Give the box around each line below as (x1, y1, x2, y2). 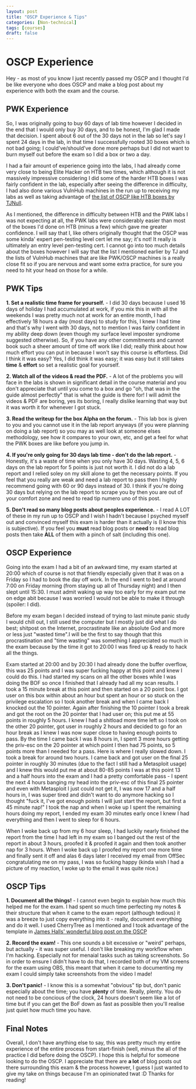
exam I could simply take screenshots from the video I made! (6, 970, 153, 977)
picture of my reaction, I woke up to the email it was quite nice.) (6, 864, 159, 871)
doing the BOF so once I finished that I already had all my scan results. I (6, 679, 178, 686)
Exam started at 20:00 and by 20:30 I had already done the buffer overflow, (6, 660, 188, 667)
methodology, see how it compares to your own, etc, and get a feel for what (6, 433, 188, 440)
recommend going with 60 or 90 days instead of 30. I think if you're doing (6, 482, 184, 489)
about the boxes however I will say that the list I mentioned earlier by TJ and (6, 248, 188, 255)
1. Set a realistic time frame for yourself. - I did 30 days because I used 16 (6, 299, 185, 306)
